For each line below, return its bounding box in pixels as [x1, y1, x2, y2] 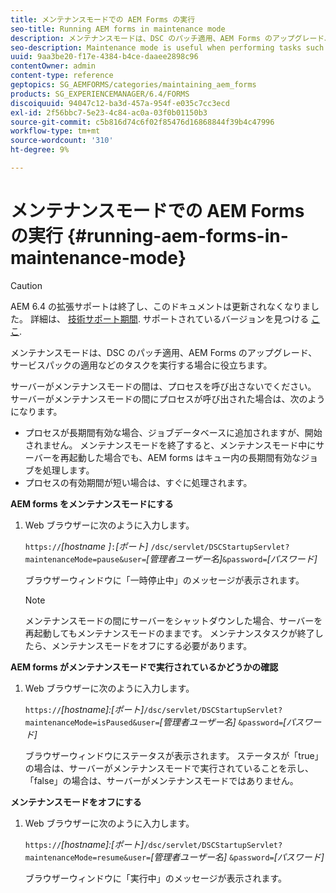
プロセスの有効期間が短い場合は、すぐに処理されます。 [24, 476, 253, 488]
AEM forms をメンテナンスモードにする [10, 497, 174, 510]
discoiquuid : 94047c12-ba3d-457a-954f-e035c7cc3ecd [10, 98, 230, 108]
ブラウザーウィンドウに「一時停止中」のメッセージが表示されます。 [24, 574, 305, 586]
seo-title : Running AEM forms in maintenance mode [10, 24, 226, 34]
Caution [10, 279, 43, 291]
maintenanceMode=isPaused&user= [24, 717, 160, 728]
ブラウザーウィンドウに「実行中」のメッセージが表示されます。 [24, 872, 288, 884]
